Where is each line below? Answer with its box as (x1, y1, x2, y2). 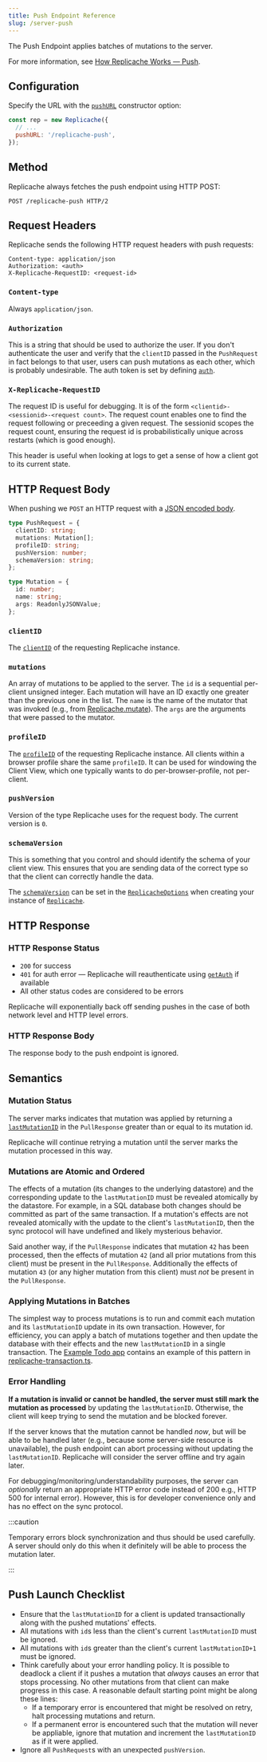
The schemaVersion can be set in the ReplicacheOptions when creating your (8, 887, 255, 897)
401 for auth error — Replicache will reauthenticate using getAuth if (19, 969, 239, 978)
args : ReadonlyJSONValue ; (15, 600, 102, 608)
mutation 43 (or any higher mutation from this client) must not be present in (8, 1267, 255, 1277)
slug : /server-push (8, 19, 73, 27)
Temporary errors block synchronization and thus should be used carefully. (8, 1532, 256, 1542)
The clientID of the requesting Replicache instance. (8, 642, 181, 652)
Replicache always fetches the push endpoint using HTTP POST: (8, 181, 221, 192)
